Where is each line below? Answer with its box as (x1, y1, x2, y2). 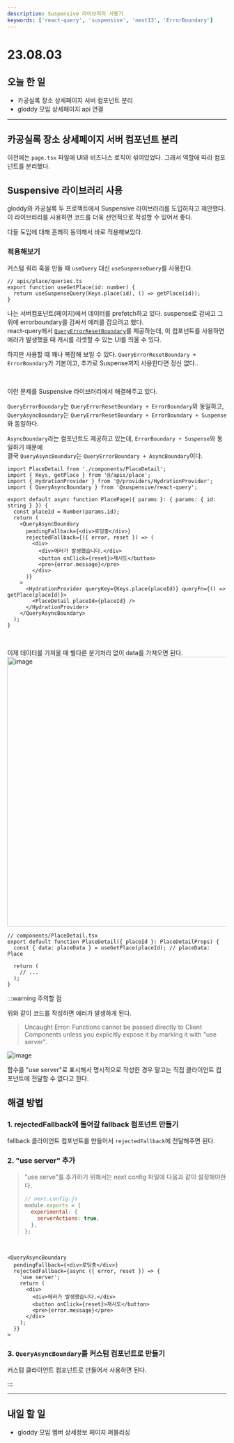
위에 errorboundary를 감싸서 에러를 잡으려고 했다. (7, 318, 144, 326)
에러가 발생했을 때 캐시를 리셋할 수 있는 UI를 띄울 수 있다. (7, 335, 162, 344)
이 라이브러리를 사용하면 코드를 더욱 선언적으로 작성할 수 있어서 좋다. (7, 213, 193, 222)
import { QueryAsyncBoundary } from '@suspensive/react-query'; (7, 484, 198, 491)
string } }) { (7, 503, 49, 510)
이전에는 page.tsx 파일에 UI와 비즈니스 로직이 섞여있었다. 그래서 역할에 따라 (7, 153, 213, 162)
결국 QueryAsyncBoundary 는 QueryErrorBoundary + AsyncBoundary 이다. (7, 452, 203, 460)
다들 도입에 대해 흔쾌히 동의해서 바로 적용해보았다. (7, 228, 143, 236)
